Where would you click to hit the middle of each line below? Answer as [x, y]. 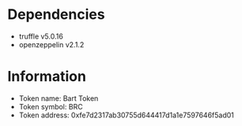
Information [47, 77]
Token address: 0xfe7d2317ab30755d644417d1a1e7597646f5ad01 [127, 115]
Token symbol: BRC [51, 106]
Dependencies [56, 15]
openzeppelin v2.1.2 [51, 44]
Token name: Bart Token [59, 98]
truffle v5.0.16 [41, 36]
